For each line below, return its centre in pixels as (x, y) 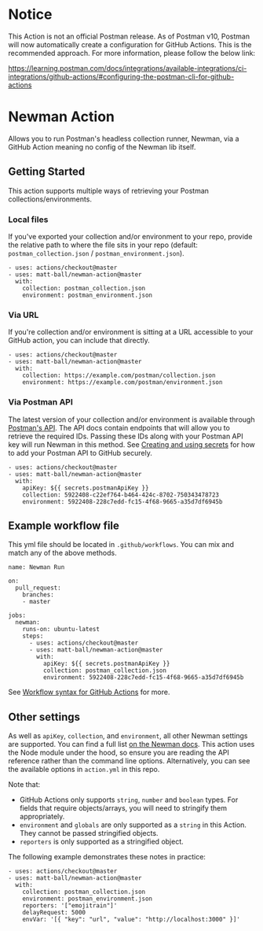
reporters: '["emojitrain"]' (70, 906)
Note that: (24, 785)
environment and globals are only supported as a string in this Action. (133, 825)
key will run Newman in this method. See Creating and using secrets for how (131, 444)
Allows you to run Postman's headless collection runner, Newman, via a (124, 139)
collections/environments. (50, 199)
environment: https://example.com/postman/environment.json (122, 382)
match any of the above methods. (62, 553)
